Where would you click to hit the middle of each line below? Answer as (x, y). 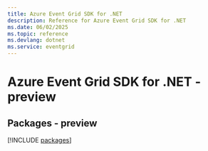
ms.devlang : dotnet (36, 40)
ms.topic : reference (38, 34)
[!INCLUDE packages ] (40, 140)
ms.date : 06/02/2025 (38, 27)
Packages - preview (52, 123)
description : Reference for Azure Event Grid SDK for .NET (97, 21)
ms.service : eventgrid (41, 47)
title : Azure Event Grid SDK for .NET (65, 14)
